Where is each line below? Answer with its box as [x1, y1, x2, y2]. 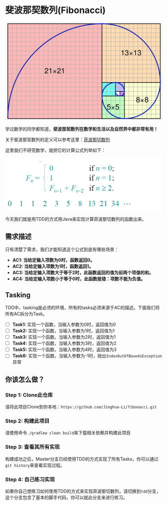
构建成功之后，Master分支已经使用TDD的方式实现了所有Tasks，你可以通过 [5, 456, 159, 462]
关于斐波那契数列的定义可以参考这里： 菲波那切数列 [5, 136, 110, 143]
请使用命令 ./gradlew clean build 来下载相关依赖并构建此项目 [5, 430, 131, 436]
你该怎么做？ [5, 375, 45, 383]
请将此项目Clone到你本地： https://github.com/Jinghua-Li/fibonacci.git [5, 404, 157, 409]
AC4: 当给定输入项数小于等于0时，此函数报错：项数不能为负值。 [12, 276, 146, 282]
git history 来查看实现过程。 [5, 462, 65, 468]
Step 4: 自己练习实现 [5, 476, 55, 483]
